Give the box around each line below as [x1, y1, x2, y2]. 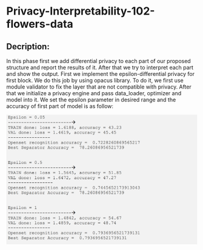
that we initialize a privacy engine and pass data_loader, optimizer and [6, 90, 182, 96]
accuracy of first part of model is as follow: [6, 103, 114, 110]
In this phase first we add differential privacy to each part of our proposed [6, 58, 191, 64]
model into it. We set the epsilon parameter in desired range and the [6, 96, 176, 103]
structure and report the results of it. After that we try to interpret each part [6, 64, 194, 71]
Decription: [6, 41, 50, 52]
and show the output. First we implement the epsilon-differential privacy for [6, 70, 195, 77]
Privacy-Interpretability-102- [6, 4, 155, 18]
